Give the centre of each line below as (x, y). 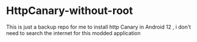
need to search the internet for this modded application (73, 33)
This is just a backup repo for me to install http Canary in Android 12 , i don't (98, 27)
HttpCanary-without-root (70, 11)
